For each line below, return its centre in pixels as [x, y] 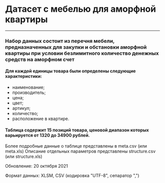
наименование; [28, 88]
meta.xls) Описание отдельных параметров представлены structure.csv [80, 152]
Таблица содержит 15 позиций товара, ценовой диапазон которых [77, 130]
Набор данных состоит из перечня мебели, [60, 41]
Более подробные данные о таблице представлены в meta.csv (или [76, 146]
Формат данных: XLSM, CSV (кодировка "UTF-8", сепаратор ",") [72, 176]
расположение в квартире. [41, 119]
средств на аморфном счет [40, 59]
